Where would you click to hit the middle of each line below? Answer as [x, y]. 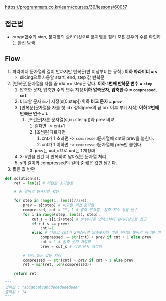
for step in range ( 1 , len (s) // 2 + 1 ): [52, 201]
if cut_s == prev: [50, 224]
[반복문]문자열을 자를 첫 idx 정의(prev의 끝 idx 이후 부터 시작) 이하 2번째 [89, 107]
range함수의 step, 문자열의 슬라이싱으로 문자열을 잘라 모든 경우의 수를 [80, 37]
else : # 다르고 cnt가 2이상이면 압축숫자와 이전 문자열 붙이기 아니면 [93, 233]
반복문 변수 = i [34, 113]
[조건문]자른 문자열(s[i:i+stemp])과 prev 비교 [71, 119]
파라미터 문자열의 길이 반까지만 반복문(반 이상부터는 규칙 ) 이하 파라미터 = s [84, 71]
